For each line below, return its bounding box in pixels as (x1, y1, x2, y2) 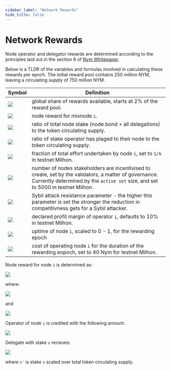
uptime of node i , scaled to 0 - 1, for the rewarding (31, 228, 155, 235)
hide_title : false (5, 12, 44, 17)
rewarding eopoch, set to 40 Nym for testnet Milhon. (31, 249, 157, 256)
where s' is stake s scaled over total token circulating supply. (5, 359, 134, 365)
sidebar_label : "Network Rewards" (5, 7, 79, 13)
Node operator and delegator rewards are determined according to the (5, 51, 154, 57)
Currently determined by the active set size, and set (31, 177, 158, 184)
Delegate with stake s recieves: (5, 339, 71, 346)
